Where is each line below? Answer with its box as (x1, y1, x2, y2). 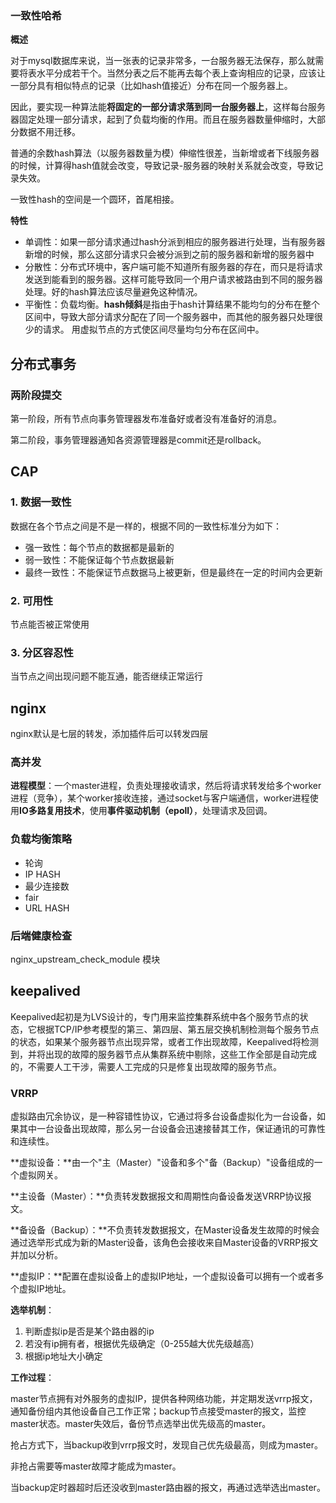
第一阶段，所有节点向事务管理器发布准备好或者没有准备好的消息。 (10, 412, 282, 424)
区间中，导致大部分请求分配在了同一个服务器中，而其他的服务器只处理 (24, 311, 315, 323)
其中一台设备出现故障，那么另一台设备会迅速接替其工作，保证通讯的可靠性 (18, 1123, 326, 1135)
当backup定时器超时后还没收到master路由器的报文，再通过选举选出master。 (10, 1482, 326, 1494)
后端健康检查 (10, 928, 73, 942)
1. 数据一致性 (10, 495, 72, 509)
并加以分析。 (10, 1249, 63, 1261)
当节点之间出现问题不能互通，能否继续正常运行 (10, 670, 203, 682)
